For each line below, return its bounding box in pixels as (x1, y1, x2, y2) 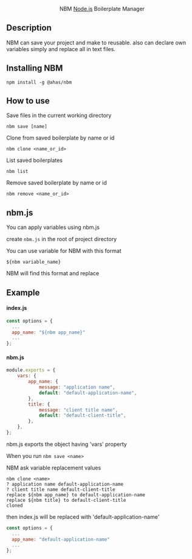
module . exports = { (6, 367, 56, 373)
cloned (6, 502, 23, 508)
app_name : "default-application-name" (12, 536, 111, 543)
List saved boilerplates (6, 156, 63, 164)
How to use (6, 96, 50, 106)
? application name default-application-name (6, 481, 123, 487)
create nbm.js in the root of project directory (6, 236, 117, 243)
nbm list (6, 169, 29, 175)
